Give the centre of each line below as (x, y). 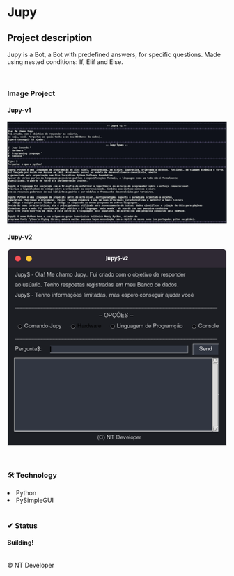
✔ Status (23, 526)
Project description (50, 38)
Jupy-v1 (19, 110)
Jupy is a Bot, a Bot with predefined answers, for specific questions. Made (114, 54)
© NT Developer (31, 566)
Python (26, 493)
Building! (21, 542)
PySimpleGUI (35, 500)
